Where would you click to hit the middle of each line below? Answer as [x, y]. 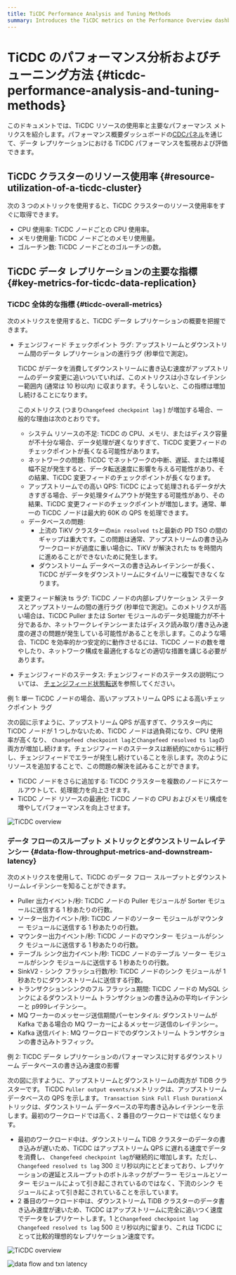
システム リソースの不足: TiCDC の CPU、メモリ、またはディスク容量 [128, 433]
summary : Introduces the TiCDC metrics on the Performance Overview [110, 20]
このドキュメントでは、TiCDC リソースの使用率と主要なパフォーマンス [110, 126]
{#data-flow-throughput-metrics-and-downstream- [122, 851]
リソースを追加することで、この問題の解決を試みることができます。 [105, 766]
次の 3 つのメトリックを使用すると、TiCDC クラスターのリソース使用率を [113, 206]
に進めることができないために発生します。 [100, 556]
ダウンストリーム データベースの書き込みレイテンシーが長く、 [128, 565]
